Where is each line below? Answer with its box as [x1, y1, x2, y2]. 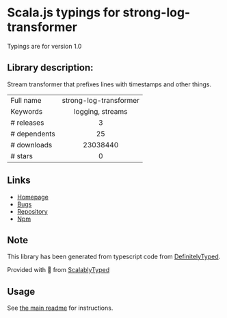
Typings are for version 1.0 [7, 42, 82, 50]
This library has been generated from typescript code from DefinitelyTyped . [7, 252, 221, 261]
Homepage [16, 193, 49, 201]
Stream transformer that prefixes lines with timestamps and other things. [7, 80, 212, 88]
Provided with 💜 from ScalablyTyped [7, 266, 110, 274]
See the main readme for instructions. [7, 304, 113, 313]
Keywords [10, 106, 43, 116]
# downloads [10, 140, 53, 149]
